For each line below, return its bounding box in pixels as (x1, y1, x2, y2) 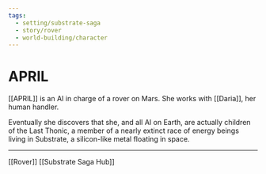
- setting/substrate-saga (15, 19, 101, 27)
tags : (8, 11, 26, 20)
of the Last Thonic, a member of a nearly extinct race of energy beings (8, 126, 240, 135)
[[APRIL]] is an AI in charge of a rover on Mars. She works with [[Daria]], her (8, 94, 256, 104)
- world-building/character (15, 33, 108, 42)
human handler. (8, 102, 59, 112)
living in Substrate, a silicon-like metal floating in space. (8, 134, 190, 144)
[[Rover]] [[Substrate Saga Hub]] (8, 157, 115, 167)
